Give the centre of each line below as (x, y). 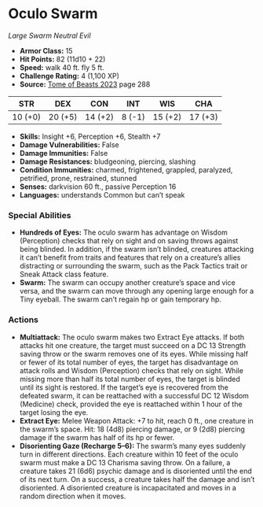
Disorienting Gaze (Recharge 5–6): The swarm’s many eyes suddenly (132, 446)
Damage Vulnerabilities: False (69, 144)
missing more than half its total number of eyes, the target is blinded (130, 379)
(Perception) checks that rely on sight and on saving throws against (129, 241)
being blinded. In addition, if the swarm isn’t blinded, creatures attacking (136, 250)
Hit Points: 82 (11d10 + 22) (62, 59)
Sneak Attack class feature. (64, 274)
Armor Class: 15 (46, 50)
